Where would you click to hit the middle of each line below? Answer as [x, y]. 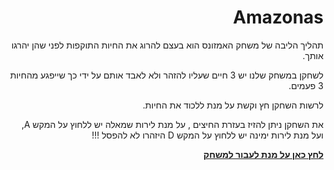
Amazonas [278, 17]
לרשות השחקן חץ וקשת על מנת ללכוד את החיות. [233, 105]
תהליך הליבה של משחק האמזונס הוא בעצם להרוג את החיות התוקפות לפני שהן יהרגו [167, 45]
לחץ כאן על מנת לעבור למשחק [263, 154]
